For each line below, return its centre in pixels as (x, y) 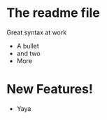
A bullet (28, 46)
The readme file (53, 13)
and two (28, 53)
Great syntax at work (37, 32)
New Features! (50, 89)
